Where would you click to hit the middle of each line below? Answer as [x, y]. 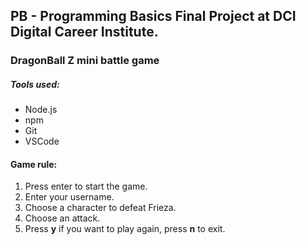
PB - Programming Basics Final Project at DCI [153, 16]
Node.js [41, 110]
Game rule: [34, 164]
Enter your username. [69, 197]
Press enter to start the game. [86, 186]
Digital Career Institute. [84, 32]
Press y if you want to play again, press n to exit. [125, 229]
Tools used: [35, 84]
